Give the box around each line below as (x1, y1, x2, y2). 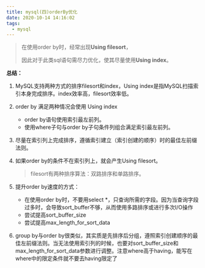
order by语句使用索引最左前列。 (24, 116, 105, 123)
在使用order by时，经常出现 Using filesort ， (21, 43, 132, 51)
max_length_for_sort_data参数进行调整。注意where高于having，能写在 (15, 247, 193, 255)
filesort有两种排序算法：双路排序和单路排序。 (30, 170, 145, 178)
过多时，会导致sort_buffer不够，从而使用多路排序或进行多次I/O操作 (24, 204, 193, 211)
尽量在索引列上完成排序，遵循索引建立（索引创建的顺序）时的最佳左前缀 (15, 137, 197, 144)
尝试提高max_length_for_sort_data (24, 219, 110, 226)
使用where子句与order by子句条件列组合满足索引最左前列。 (24, 123, 174, 131)
